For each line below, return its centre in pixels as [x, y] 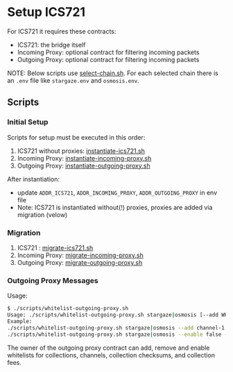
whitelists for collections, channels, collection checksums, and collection [111, 355]
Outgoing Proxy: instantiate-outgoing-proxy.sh [84, 165]
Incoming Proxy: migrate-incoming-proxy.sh [80, 255]
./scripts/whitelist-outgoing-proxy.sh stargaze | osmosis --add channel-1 [116, 327]
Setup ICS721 [46, 12]
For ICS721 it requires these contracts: [62, 31]
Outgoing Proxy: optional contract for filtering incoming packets [108, 59]
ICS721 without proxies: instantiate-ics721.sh [81, 151]
